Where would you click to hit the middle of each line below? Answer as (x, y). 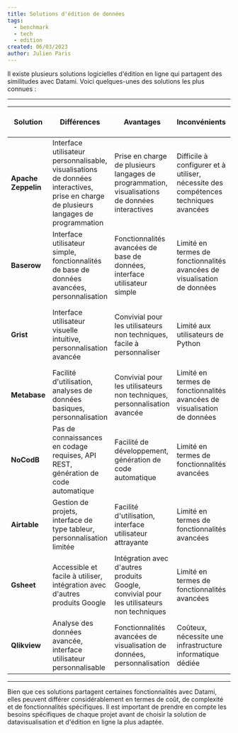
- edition (28, 40)
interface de (73, 520)
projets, (65, 511)
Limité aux (194, 325)
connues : (22, 89)
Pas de (64, 428)
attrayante (131, 542)
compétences (200, 191)
